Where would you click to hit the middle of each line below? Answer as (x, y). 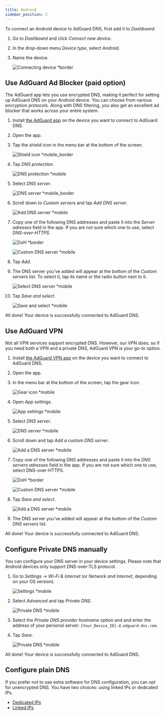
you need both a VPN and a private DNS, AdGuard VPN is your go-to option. (83, 348)
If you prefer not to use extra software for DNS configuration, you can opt (80, 682)
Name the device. (30, 57)
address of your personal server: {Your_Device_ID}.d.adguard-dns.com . (85, 625)
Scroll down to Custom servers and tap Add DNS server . (70, 203)
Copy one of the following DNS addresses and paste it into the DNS (81, 460)
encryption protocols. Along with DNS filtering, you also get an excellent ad (82, 106)
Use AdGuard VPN (34, 331)
